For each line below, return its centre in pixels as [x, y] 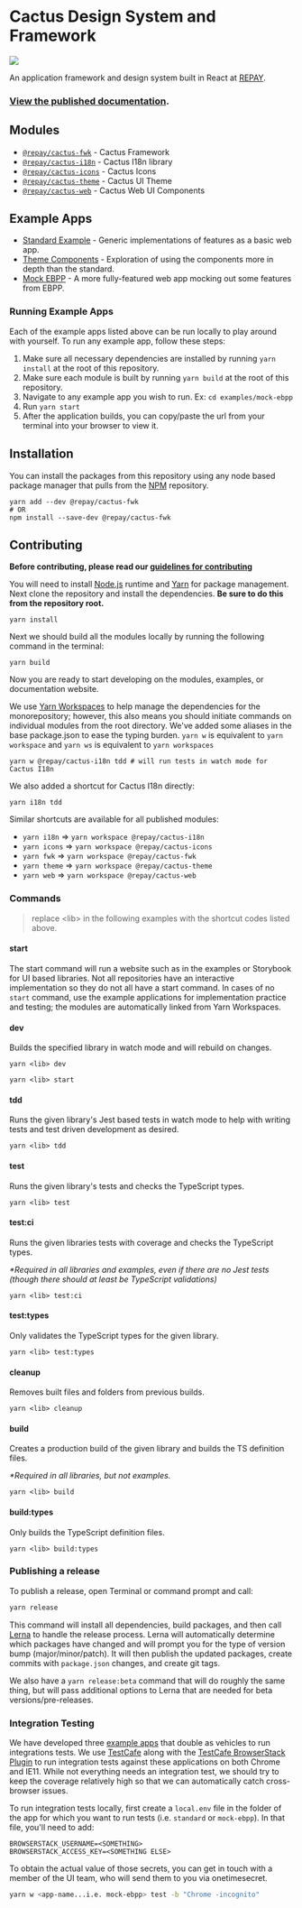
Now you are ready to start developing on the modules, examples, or [137, 679]
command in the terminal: [57, 646]
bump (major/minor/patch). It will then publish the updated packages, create [151, 1654]
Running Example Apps [62, 311]
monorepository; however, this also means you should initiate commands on [151, 716]
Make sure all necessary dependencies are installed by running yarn [149, 358]
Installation [41, 454]
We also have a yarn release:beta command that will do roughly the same [147, 1681]
